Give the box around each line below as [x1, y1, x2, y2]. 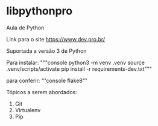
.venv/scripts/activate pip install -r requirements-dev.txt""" [6, 65, 153, 73]
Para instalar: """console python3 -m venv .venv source [6, 59, 145, 66]
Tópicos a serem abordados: [6, 88, 77, 95]
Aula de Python [6, 24, 45, 31]
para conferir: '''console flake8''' [6, 77, 87, 84]
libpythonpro [6, 4, 73, 18]
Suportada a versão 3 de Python [6, 47, 87, 55]
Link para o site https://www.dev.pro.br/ [6, 35, 106, 43]
